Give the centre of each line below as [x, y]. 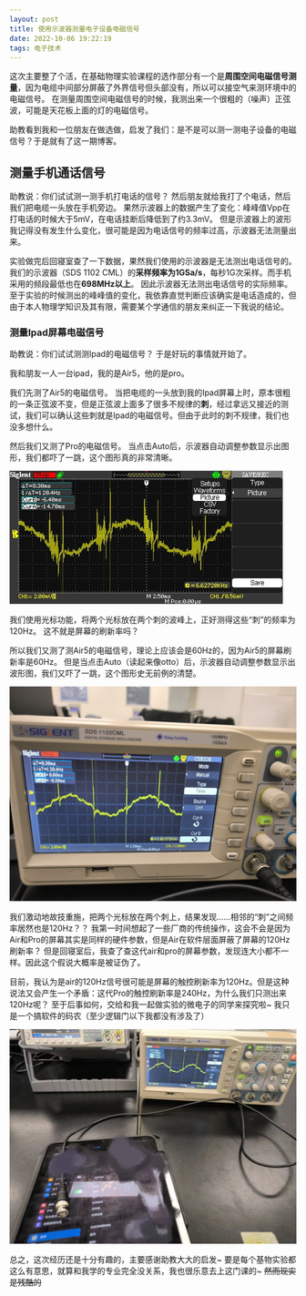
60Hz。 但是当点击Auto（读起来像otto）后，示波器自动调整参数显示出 [164, 662]
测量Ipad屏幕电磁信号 [57, 332]
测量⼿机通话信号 [57, 173]
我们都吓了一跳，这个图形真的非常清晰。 [101, 458]
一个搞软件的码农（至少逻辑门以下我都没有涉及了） [113, 1016]
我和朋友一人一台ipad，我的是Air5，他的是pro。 [99, 373]
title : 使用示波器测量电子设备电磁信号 [75, 29]
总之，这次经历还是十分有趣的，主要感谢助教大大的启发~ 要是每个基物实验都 [153, 1260]
